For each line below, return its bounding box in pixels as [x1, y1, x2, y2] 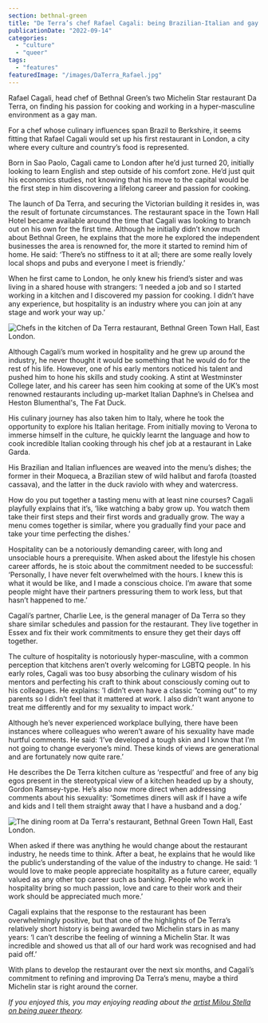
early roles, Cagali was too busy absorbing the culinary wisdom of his [8, 668, 238, 678]
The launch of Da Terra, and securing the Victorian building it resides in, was [8, 199, 260, 208]
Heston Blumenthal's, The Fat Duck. [8, 397, 127, 407]
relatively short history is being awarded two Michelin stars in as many [8, 923, 239, 934]
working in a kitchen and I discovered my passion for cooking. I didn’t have [8, 290, 254, 300]
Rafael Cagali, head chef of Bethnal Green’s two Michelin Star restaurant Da [8, 93, 257, 102]
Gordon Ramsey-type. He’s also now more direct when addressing [8, 784, 227, 794]
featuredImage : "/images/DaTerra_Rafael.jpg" [8, 71, 162, 79]
